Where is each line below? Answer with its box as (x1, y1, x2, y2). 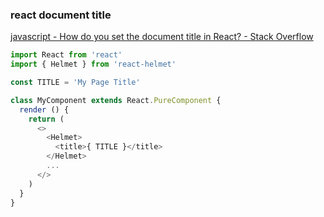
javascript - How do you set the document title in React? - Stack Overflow (10, 31, 314, 43)
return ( (28, 114, 65, 124)
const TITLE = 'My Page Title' (10, 78, 141, 88)
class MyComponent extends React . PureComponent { (10, 95, 222, 105)
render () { (19, 104, 70, 115)
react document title (10, 8, 112, 22)
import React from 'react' (10, 50, 123, 60)
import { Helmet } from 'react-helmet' (10, 59, 177, 70)
